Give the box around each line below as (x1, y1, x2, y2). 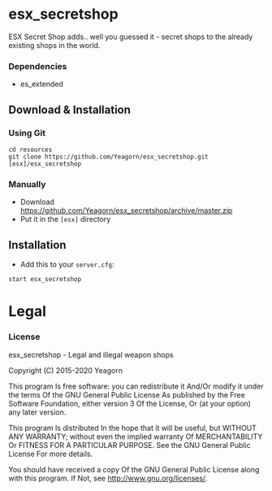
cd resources (8, 146, 53, 154)
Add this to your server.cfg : (19, 259, 115, 269)
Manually (8, 178, 46, 189)
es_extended (19, 79, 63, 89)
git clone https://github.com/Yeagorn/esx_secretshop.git (8, 152, 209, 161)
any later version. (8, 407, 67, 417)
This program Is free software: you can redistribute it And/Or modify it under (8, 381, 264, 391)
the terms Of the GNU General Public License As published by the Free (8, 389, 245, 399)
